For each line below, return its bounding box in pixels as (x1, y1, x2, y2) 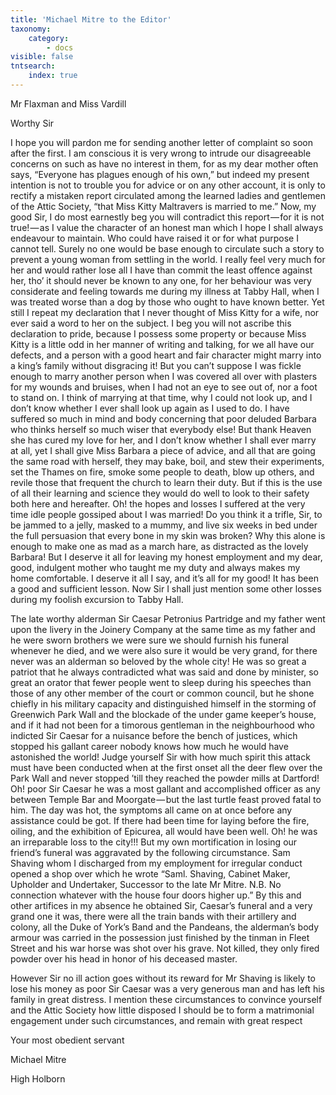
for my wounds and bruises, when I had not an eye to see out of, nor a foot (10, 381, 318, 393)
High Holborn (10, 1072, 66, 1085)
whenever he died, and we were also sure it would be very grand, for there (10, 644, 318, 656)
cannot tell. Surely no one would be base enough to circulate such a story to (10, 242, 325, 255)
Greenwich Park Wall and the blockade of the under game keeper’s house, (10, 708, 317, 720)
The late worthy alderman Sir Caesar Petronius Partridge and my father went (10, 612, 326, 625)
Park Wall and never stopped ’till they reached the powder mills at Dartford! (10, 772, 320, 784)
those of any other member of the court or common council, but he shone (10, 687, 315, 699)
